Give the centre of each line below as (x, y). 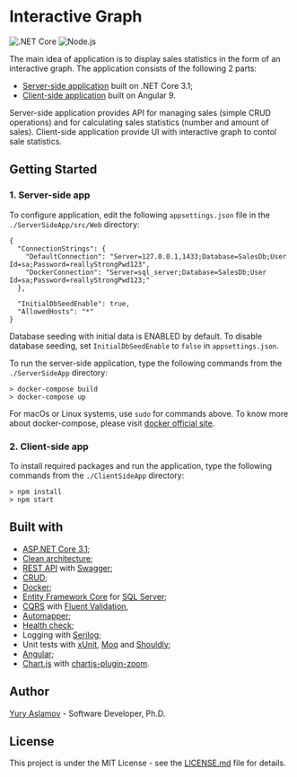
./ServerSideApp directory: (58, 372)
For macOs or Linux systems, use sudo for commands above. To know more (149, 413)
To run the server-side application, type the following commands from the (146, 363)
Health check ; (48, 625)
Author (29, 692)
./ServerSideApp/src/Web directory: (74, 224)
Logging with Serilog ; (61, 634)
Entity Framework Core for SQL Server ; (95, 596)
